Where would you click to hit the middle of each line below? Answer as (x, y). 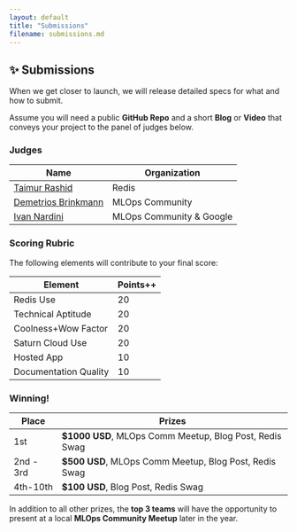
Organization (172, 173)
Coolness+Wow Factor (61, 328)
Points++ (137, 285)
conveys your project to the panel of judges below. (102, 127)
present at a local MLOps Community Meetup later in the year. (124, 519)
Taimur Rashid (43, 188)
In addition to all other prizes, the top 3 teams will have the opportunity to (143, 509)
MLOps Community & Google (172, 216)
